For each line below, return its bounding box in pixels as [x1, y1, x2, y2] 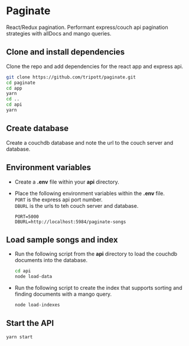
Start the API [6, 318, 54, 328]
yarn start [6, 334, 33, 340]
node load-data [14, 273, 53, 280]
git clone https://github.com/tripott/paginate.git [6, 74, 136, 80]
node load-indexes [14, 302, 60, 308]
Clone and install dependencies [6, 47, 125, 57]
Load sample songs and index [6, 234, 118, 244]
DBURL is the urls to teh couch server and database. [14, 202, 139, 209]
